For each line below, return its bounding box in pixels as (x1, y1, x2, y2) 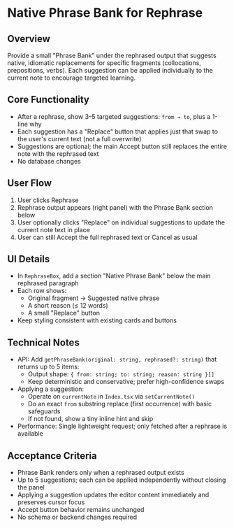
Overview (7, 33, 51, 45)
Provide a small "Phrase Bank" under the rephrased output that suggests (7, 51, 217, 59)
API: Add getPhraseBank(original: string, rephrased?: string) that (17, 355, 217, 364)
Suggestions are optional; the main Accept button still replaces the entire (17, 142, 227, 150)
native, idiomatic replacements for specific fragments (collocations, (7, 59, 201, 67)
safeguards (27, 407, 61, 415)
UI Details (7, 253, 50, 265)
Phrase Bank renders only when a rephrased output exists (17, 469, 185, 477)
